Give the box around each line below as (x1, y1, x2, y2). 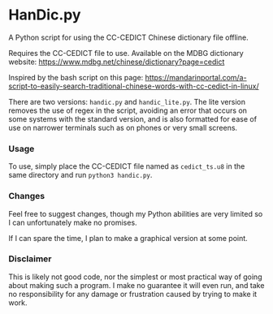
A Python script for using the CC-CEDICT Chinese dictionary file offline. (8, 32, 249, 42)
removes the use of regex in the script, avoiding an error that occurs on (8, 105, 248, 115)
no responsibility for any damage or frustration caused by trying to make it (8, 289, 258, 299)
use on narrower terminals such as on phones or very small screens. (8, 123, 238, 132)
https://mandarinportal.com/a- (145, 72, 247, 82)
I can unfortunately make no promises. (8, 217, 137, 227)
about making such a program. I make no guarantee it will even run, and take (8, 280, 265, 290)
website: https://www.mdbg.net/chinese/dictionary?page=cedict (8, 57, 225, 67)
